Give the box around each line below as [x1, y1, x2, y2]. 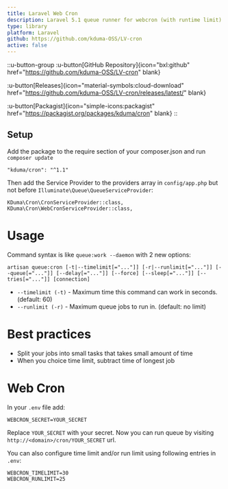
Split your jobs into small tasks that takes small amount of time [16, 349, 193, 357]
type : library [7, 23, 48, 29]
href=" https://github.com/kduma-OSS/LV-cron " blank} [7, 68, 161, 76]
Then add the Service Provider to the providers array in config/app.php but [7, 178, 218, 187]
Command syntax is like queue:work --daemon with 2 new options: [7, 250, 192, 259]
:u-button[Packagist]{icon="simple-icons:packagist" [7, 102, 155, 110]
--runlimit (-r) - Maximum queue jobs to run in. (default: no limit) [16, 302, 207, 311]
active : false [7, 42, 48, 49]
